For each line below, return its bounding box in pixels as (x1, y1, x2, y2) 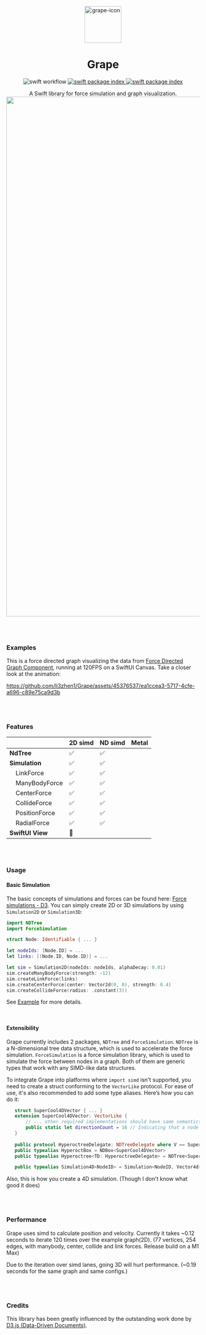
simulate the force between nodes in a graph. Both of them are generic (6, 1058, 186, 1065)
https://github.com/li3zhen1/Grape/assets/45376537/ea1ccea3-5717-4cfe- (6, 682, 195, 690)
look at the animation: (6, 670, 61, 678)
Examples (6, 643, 37, 652)
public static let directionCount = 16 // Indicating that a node (25, 1124, 199, 1131)
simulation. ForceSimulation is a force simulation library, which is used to (6, 1051, 190, 1058)
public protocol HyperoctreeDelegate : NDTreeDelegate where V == (14, 1142, 185, 1148)
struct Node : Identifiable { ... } (6, 937, 97, 943)
